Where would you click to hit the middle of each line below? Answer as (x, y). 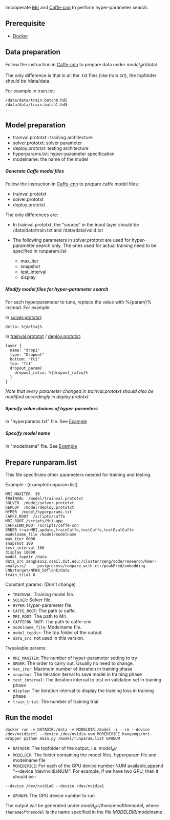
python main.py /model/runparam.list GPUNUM (72, 738)
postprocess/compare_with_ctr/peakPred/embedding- (92, 566)
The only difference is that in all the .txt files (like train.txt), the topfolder (81, 75)
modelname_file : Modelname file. (47, 627)
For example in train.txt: (30, 91)
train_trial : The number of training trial (56, 701)
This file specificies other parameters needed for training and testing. (79, 474)
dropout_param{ (26, 368)
